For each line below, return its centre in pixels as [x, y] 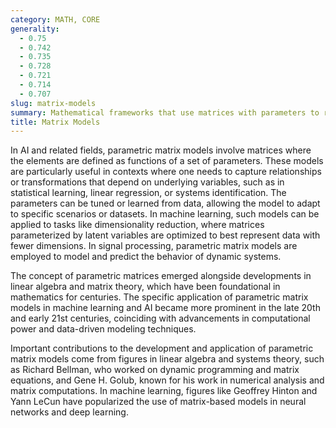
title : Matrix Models [55, 122]
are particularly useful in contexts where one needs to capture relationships [166, 172]
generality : [35, 29]
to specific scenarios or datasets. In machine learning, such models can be [165, 214]
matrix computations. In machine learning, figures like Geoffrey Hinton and [164, 391]
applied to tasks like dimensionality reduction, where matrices [137, 225]
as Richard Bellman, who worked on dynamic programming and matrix [155, 370]
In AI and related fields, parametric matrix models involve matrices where [161, 150]
